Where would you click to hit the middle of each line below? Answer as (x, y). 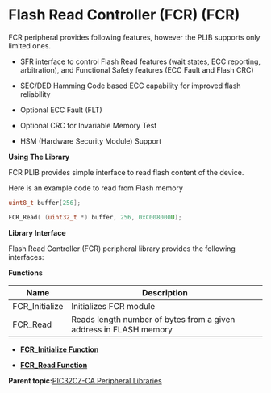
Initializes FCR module (113, 306)
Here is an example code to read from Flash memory (96, 188)
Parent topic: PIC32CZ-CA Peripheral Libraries (85, 380)
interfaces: (26, 257)
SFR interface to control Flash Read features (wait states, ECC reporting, (140, 61)
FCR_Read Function (54, 365)
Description (165, 292)
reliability (35, 94)
